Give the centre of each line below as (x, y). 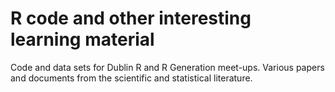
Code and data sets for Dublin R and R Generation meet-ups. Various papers (167, 67)
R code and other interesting (131, 18)
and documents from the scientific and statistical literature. (131, 78)
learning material (82, 39)
